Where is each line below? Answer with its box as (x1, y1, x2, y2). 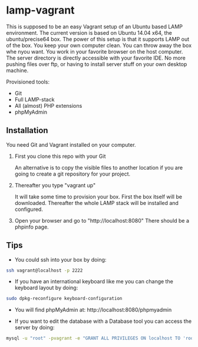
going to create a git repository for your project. (14, 170, 131, 177)
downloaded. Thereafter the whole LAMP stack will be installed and (14, 199, 179, 206)
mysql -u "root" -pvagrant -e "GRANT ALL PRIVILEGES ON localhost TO (6, 335, 181, 342)
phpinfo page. (14, 223, 49, 230)
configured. (14, 206, 43, 213)
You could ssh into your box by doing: (14, 256, 107, 263)
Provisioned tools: (6, 78, 50, 85)
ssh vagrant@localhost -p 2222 (6, 267, 83, 273)
